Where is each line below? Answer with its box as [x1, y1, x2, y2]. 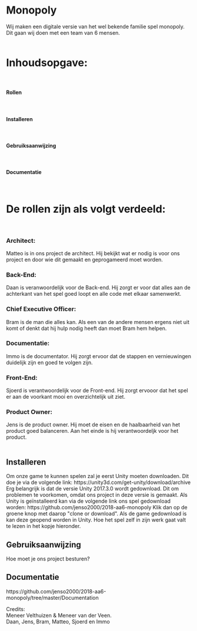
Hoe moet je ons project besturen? [6, 555, 90, 562]
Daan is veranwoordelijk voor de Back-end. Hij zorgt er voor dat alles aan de [6, 284, 191, 291]
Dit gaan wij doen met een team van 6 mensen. [6, 29, 121, 36]
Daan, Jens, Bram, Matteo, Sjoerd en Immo [6, 618, 110, 625]
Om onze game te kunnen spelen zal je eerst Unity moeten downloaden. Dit [6, 473, 189, 480]
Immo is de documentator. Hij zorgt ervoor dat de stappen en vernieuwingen [6, 352, 191, 359]
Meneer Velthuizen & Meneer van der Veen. [6, 612, 112, 619]
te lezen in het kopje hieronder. [6, 523, 81, 530]
